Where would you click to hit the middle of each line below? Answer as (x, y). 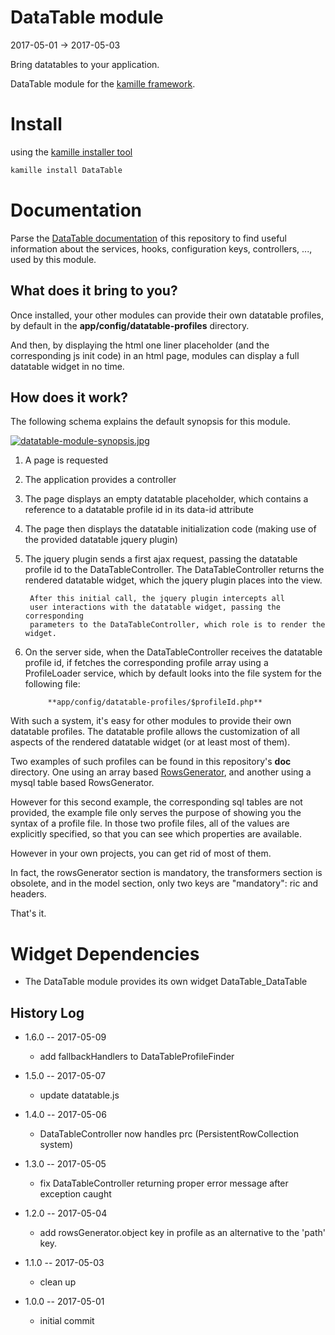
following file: (52, 684)
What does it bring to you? (94, 291)
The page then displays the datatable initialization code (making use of (170, 529)
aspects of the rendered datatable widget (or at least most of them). (150, 742)
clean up (58, 1282)
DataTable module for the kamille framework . (103, 83)
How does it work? (69, 397)
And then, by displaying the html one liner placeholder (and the (140, 345)
